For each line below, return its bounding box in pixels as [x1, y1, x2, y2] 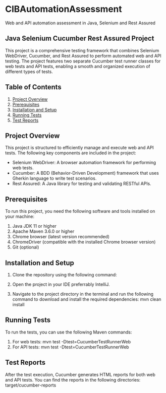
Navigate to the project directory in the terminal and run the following [12, 291, 154, 297]
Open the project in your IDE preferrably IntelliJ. [12, 281, 110, 287]
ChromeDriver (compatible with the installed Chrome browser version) [12, 239, 156, 245]
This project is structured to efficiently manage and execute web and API [5, 145, 154, 151]
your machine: [5, 213, 35, 219]
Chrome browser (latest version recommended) [12, 234, 110, 240]
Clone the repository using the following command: [12, 272, 117, 277]
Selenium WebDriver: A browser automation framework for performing [12, 160, 156, 166]
